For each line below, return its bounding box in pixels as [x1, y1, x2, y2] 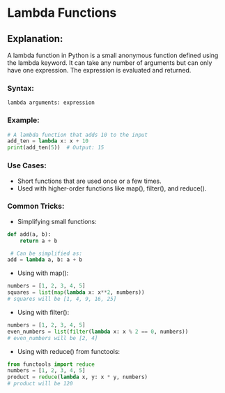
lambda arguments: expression [7, 99, 95, 106]
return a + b [20, 237, 58, 244]
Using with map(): [17, 269, 69, 277]
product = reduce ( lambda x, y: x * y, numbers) [7, 373, 148, 381]
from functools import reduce [7, 361, 95, 368]
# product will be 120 [7, 380, 73, 387]
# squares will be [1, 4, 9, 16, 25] [7, 295, 117, 303]
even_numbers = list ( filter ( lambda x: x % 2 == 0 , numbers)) [7, 328, 189, 335]
